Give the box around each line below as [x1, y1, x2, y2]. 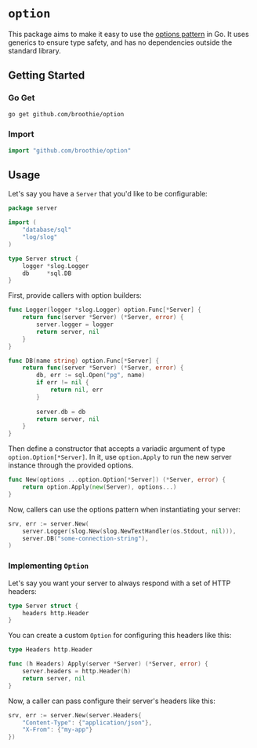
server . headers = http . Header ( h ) [22, 667, 132, 676]
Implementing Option [8, 560, 89, 571]
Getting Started [8, 69, 85, 82]
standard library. [8, 46, 61, 55]
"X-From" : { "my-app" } [22, 726, 92, 734]
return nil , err [49, 386, 103, 394]
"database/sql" [22, 226, 72, 234]
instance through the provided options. [8, 460, 134, 470]
